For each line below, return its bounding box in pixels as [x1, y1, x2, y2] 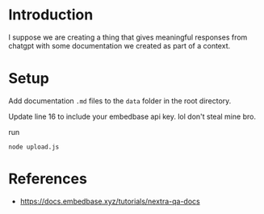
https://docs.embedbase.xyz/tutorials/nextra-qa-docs [19, 196, 200, 206]
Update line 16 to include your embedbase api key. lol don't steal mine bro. [8, 111, 257, 121]
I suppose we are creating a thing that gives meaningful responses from [8, 32, 248, 42]
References [8, 170, 87, 188]
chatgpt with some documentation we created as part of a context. [8, 40, 231, 50]
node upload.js [8, 143, 60, 151]
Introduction [8, 6, 94, 24]
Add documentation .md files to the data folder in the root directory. [8, 95, 232, 106]
